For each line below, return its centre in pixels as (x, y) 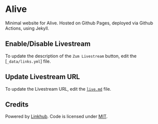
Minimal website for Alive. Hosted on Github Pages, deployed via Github (79, 23)
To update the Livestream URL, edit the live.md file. (58, 89)
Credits (17, 104)
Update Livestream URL (42, 77)
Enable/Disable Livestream (48, 44)
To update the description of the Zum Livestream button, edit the (71, 56)
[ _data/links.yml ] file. (28, 61)
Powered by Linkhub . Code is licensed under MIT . (56, 117)
